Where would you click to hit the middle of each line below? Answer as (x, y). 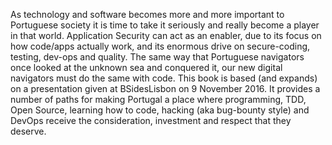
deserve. (28, 131)
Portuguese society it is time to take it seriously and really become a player (165, 25)
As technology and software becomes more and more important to (147, 14)
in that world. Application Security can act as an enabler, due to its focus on (166, 35)
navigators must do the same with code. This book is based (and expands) (164, 78)
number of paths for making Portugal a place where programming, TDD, (158, 99)
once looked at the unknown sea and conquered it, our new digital (146, 67)
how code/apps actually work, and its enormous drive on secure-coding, (160, 46)
